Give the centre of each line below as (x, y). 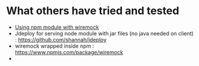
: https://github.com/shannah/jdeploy (61, 39)
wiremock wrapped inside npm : (54, 46)
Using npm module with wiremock (57, 27)
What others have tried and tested (93, 11)
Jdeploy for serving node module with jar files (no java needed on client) (104, 33)
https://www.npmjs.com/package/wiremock (69, 52)
